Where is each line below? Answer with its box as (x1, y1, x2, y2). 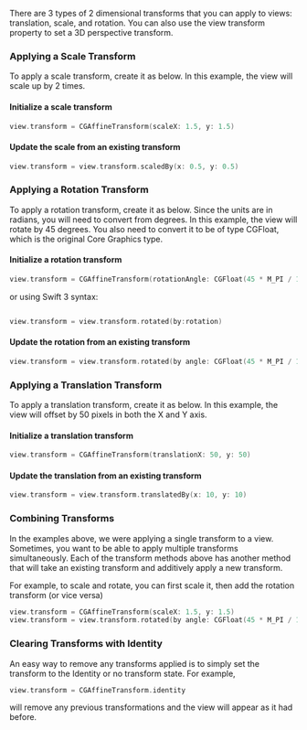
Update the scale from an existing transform (9, 141, 181, 152)
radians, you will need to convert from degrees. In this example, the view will (9, 214, 298, 225)
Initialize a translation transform (9, 430, 134, 441)
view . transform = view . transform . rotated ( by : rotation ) (9, 317, 223, 326)
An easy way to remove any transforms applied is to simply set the (9, 658, 260, 669)
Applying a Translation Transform (9, 379, 163, 392)
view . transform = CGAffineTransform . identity (9, 685, 185, 694)
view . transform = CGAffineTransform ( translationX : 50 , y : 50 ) (9, 450, 251, 460)
